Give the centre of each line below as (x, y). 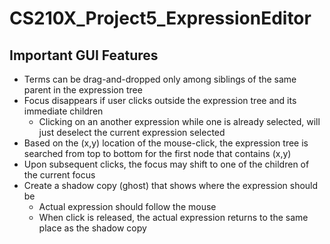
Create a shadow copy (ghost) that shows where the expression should (171, 185)
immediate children (63, 111)
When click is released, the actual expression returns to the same (173, 217)
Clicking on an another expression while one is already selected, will (179, 121)
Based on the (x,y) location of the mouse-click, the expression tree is (166, 143)
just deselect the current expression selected (132, 132)
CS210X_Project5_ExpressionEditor (160, 18)
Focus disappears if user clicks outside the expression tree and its (160, 100)
